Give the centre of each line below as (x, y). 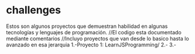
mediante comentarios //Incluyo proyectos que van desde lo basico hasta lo (97, 38)
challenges (34, 10)
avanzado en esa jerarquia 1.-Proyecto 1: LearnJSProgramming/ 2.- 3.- (91, 45)
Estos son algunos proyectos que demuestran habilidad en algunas (87, 26)
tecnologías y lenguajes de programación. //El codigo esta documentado (94, 32)
